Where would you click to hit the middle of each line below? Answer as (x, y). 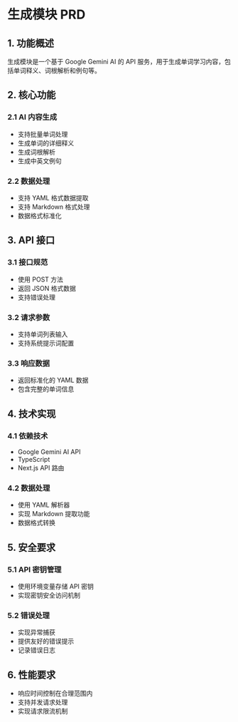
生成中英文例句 (39, 160)
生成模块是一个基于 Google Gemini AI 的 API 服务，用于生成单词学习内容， (116, 62)
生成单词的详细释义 (46, 143)
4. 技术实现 (32, 414)
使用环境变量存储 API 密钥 (56, 586)
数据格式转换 (36, 523)
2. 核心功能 (32, 95)
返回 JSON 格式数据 (47, 288)
